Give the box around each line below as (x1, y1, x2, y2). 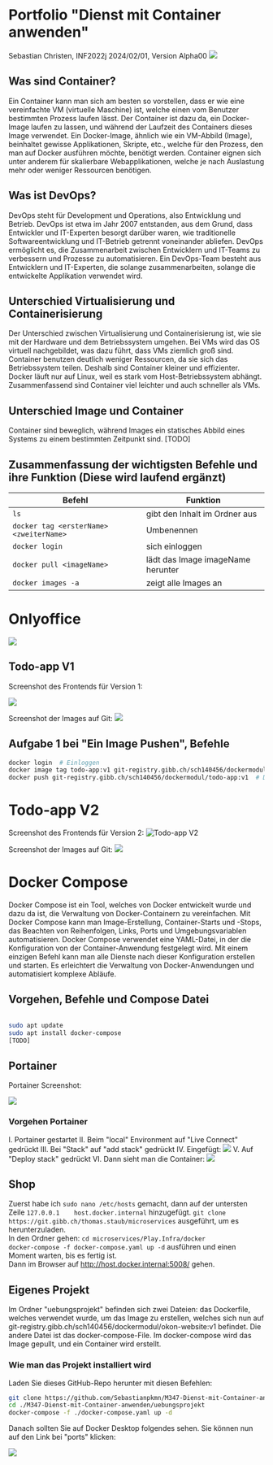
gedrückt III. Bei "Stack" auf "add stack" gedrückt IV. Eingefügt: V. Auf (8, 1144, 253, 1154)
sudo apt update (8, 1021, 63, 1029)
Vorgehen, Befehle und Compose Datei (8, 993, 210, 1006)
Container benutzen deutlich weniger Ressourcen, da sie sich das (8, 354, 228, 364)
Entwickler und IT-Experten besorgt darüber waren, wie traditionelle (8, 228, 236, 237)
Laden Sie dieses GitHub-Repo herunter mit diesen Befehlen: (8, 1378, 213, 1388)
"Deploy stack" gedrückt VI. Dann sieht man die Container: (8, 1154, 206, 1163)
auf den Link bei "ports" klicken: (8, 1432, 116, 1442)
